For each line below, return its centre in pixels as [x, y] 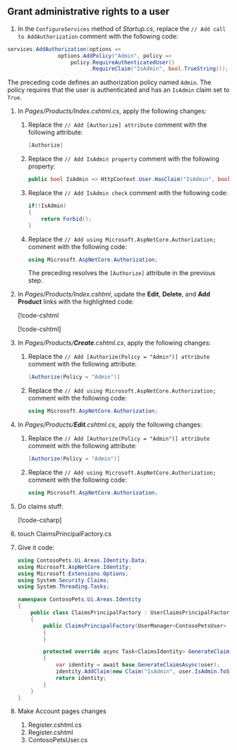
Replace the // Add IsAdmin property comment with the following [124, 159]
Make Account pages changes [62, 711]
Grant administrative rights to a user [89, 12]
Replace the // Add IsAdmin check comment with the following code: [128, 193]
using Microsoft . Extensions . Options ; [73, 573]
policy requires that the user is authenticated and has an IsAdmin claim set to [119, 90]
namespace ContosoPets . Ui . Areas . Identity [79, 600]
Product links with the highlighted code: [75, 302]
